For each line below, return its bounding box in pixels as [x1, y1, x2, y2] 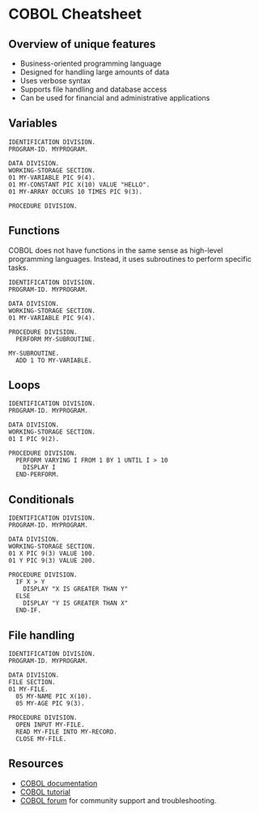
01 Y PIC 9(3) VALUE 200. [8, 557, 96, 565]
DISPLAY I [23, 464, 57, 472]
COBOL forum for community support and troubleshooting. [19, 795, 217, 805]
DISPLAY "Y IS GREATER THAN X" [23, 599, 129, 608]
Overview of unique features [8, 37, 156, 51]
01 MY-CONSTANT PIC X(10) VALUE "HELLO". [8, 180, 151, 189]
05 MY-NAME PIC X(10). [15, 692, 92, 701]
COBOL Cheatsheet [8, 5, 142, 24]
